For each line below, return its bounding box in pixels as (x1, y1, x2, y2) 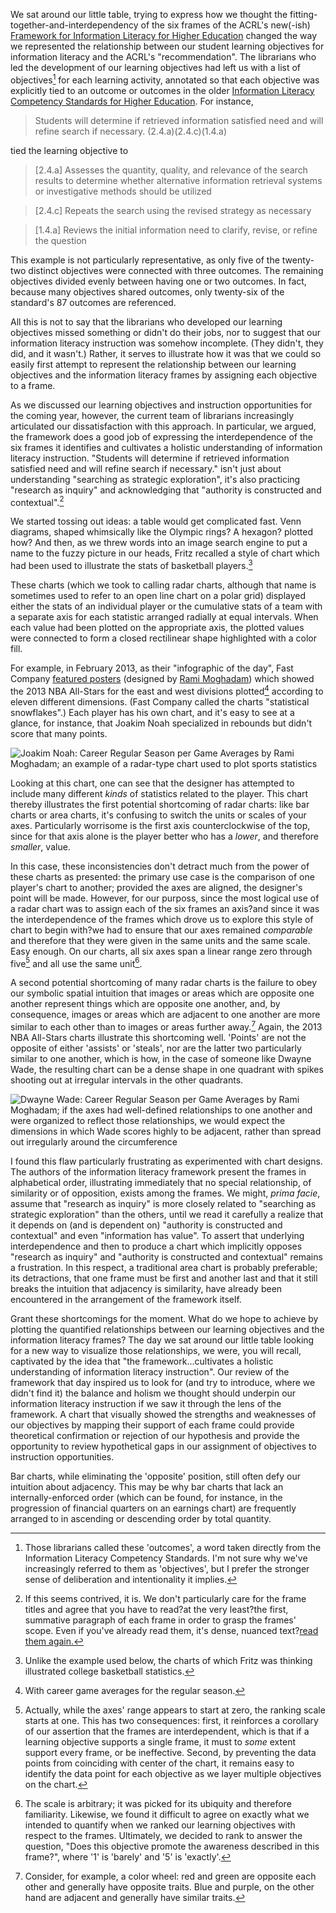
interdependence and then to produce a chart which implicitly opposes (10, 1240, 303, 1252)
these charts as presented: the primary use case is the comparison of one (10, 870, 315, 883)
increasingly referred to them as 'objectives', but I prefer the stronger (24, 1562, 310, 1574)
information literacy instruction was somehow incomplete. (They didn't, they (10, 337, 324, 349)
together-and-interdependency (10, 19, 139, 31)
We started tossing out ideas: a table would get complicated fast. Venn (10, 515, 302, 528)
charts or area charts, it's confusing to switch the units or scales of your (10, 809, 307, 821)
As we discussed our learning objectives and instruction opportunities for (10, 399, 313, 411)
